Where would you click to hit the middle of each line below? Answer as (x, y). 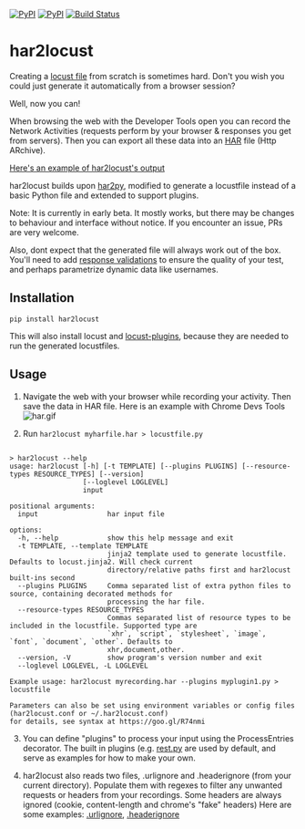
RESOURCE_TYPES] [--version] (89, 474)
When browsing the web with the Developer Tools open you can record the (150, 121)
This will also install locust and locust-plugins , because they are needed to (149, 336)
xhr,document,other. (146, 649)
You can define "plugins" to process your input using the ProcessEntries (158, 738)
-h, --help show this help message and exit (126, 538)
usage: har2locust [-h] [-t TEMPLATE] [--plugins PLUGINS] (124, 466)
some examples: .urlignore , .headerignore (101, 814)
